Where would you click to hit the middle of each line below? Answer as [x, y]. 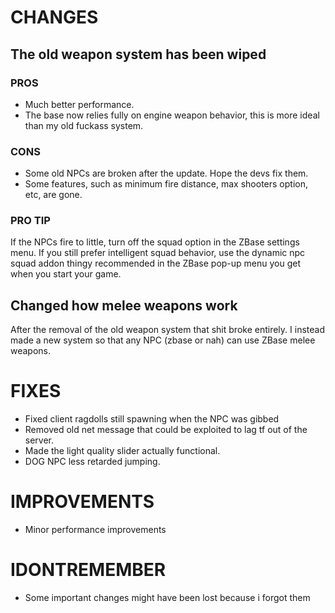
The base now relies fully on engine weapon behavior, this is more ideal [172, 115]
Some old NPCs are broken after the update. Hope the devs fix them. [166, 173]
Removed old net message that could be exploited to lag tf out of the [166, 430]
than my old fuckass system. [84, 125]
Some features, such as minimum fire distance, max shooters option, [166, 184]
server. [39, 440]
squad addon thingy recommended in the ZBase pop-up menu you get [156, 263]
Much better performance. [79, 104]
